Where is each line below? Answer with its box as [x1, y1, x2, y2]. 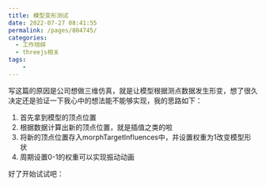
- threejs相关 [15, 48, 59, 56]
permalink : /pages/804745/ [8, 26, 97, 34]
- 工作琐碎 [15, 41, 47, 49]
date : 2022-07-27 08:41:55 [8, 19, 97, 27]
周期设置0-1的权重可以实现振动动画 [19, 152, 135, 161]
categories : [8, 33, 47, 42]
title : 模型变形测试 [8, 11, 69, 20]
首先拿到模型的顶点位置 [19, 112, 97, 122]
